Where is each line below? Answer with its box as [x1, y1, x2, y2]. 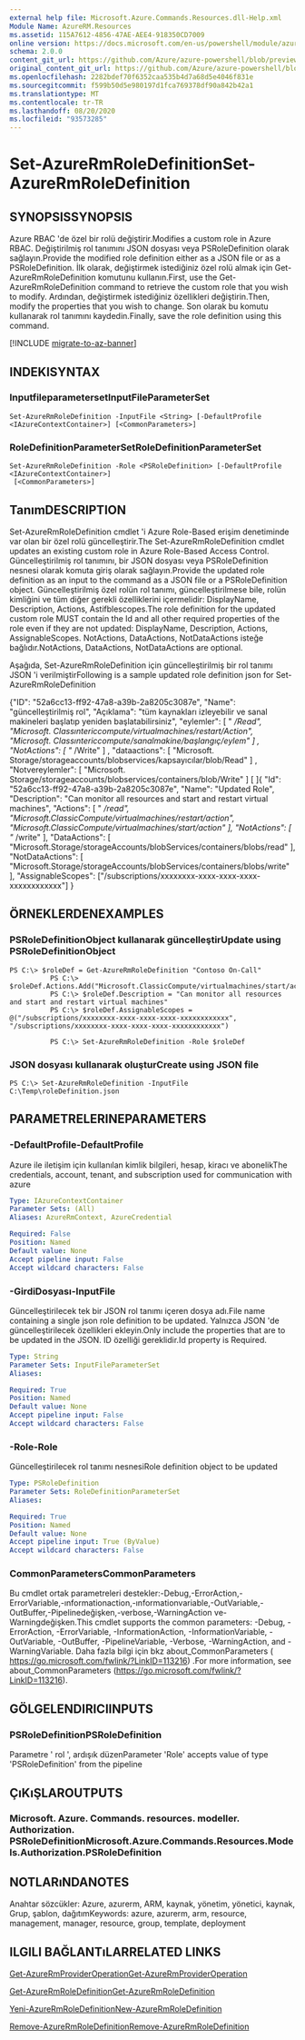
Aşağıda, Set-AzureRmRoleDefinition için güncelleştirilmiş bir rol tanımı [9, 660, 274, 671]
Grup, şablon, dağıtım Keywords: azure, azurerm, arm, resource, [9, 1908, 248, 1919]
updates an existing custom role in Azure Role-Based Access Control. [9, 545, 270, 556]
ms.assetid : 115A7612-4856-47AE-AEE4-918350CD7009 [9, 30, 205, 39]
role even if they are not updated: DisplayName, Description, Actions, [9, 622, 269, 633]
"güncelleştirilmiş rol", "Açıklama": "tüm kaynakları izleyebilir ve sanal [9, 706, 268, 717]
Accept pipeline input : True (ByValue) [9, 1537, 161, 1547]
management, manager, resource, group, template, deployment [9, 1918, 247, 1929]
